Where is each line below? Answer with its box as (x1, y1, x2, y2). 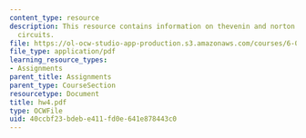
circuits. (17, 30, 55, 39)
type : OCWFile (9, 106, 64, 115)
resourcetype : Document (9, 89, 100, 98)
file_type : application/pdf (9, 47, 117, 56)
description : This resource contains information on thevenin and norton (9, 22, 296, 31)
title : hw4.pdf (9, 97, 67, 107)
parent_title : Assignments (9, 73, 112, 82)
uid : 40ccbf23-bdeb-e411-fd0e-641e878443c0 (9, 114, 178, 123)
